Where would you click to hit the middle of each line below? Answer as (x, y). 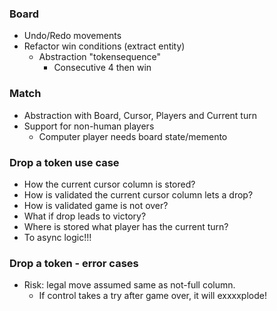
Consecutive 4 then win (102, 68)
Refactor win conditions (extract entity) (104, 46)
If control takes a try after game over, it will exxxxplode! (152, 296)
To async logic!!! (57, 237)
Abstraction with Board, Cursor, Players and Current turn (140, 115)
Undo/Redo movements (72, 36)
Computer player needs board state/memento (133, 136)
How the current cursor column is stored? (109, 184)
